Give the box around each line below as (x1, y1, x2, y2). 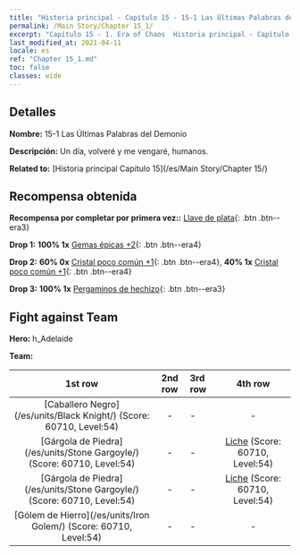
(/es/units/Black (13, 409, 81, 422)
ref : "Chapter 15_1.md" (9, 55, 98, 64)
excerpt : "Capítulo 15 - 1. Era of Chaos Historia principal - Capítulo (9, 30, 290, 38)
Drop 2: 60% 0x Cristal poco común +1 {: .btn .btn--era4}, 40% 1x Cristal (9, 257, 279, 268)
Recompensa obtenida (9, 189, 137, 204)
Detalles (9, 105, 56, 120)
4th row (236, 378, 271, 390)
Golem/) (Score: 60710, (30, 520, 132, 533)
